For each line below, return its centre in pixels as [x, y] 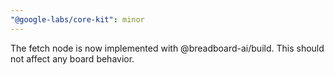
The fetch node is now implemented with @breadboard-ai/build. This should [167, 48]
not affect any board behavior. [72, 58]
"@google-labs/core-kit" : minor [77, 19]
